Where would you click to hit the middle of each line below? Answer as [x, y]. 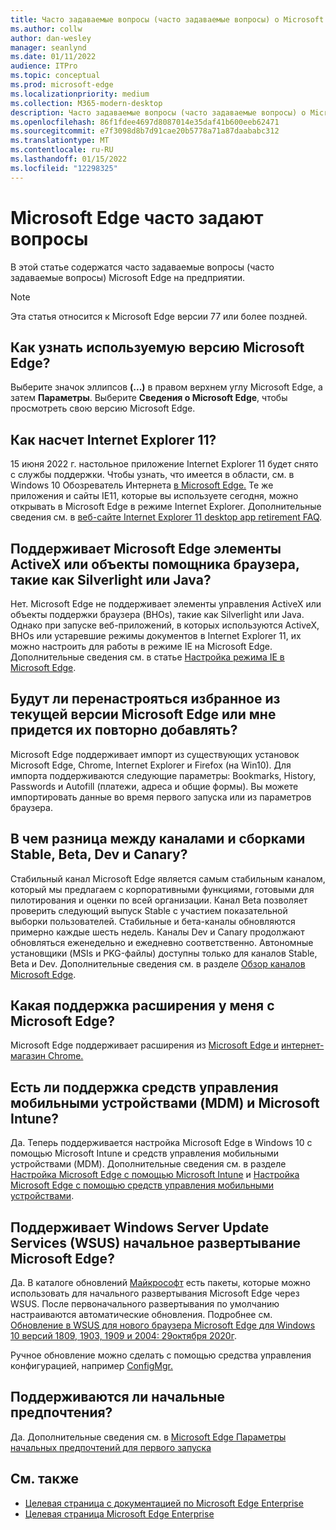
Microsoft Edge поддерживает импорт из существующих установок [155, 754]
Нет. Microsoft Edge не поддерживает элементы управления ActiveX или [166, 604]
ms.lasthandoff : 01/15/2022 [69, 159]
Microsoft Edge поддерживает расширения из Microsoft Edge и [145, 1045]
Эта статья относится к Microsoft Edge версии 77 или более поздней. [159, 316]
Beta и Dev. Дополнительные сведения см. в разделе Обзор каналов [158, 963]
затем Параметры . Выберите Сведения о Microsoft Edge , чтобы [149, 398]
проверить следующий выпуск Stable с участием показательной [149, 910]
